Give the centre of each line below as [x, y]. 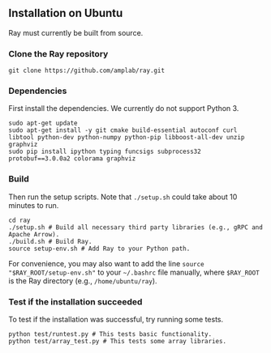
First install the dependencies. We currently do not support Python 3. [124, 108]
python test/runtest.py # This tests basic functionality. [110, 334]
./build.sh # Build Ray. [50, 241]
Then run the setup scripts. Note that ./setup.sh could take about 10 [123, 197]
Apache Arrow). [34, 234]
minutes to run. [34, 205]
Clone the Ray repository [58, 53]
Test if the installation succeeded [75, 301]
